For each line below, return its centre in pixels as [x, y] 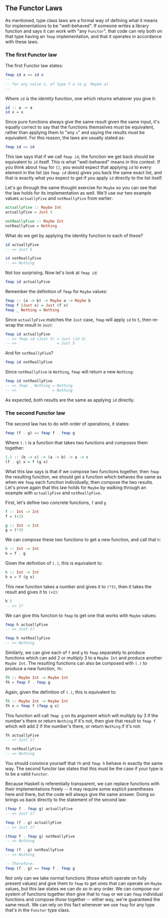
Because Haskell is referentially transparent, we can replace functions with [82, 784]
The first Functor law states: [34, 66]
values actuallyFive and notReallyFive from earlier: [59, 198]
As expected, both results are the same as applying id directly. [70, 400]
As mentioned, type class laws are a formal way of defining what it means [81, 20]
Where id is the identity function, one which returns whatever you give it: [81, 98]
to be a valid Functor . [27, 774]
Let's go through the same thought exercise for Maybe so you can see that [81, 188]
